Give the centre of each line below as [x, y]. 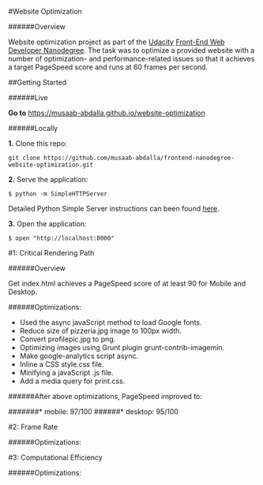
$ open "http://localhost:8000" [61, 238]
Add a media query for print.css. [72, 381]
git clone [24, 158]
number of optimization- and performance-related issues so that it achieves [131, 59]
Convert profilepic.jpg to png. [68, 339]
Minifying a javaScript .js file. [67, 373]
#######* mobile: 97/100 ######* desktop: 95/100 [94, 412]
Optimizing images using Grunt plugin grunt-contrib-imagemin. [122, 347]
